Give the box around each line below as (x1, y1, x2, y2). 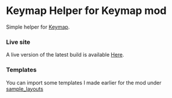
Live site (6, 38, 30, 46)
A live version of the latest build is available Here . (6, 51, 124, 58)
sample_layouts (6, 85, 44, 92)
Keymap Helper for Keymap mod (6, 4, 167, 17)
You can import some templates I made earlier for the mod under (6, 79, 162, 86)
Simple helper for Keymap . (6, 23, 70, 30)
